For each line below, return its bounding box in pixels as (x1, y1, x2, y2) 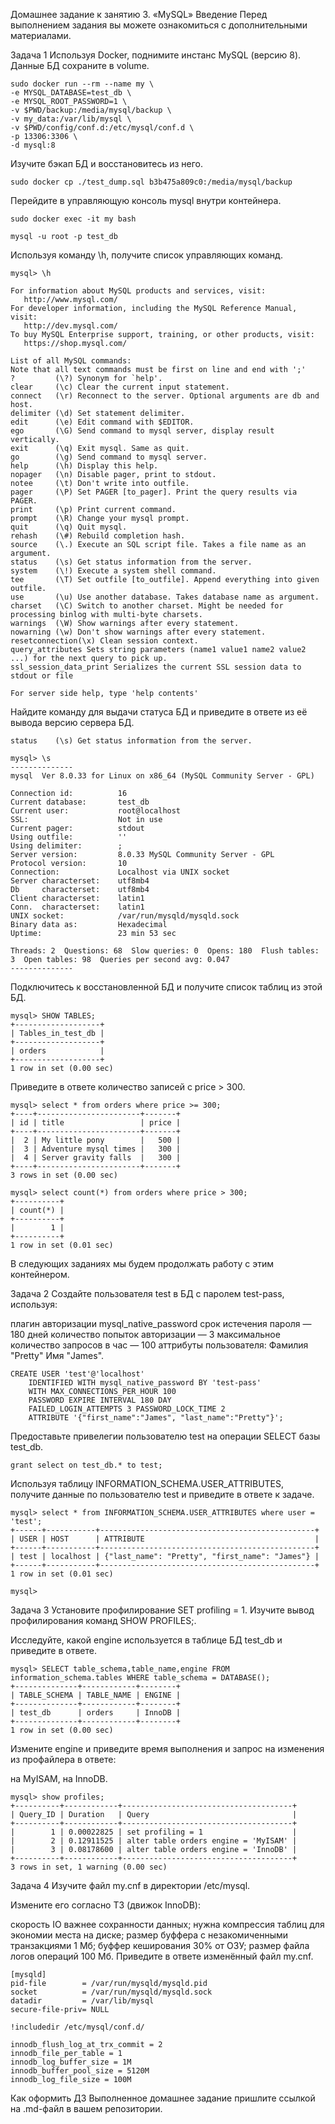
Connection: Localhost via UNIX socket (10, 867, 230, 877)
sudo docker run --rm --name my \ (10, 79, 155, 89)
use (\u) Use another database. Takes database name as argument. (10, 592, 320, 602)
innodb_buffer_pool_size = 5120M (10, 2066, 150, 2076)
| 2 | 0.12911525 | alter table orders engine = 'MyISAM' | (10, 1836, 298, 1846)
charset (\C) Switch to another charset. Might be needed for (10, 601, 284, 611)
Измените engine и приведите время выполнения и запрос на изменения (10, 1743, 325, 1754)
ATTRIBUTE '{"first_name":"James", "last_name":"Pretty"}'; (28, 1413, 284, 1423)
